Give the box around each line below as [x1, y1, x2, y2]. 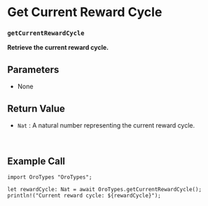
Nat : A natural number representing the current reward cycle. [17, 121, 195, 130]
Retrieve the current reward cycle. [7, 43, 109, 52]
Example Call [7, 155, 65, 167]
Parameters [7, 64, 60, 76]
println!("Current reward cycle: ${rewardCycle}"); [7, 192, 161, 199]
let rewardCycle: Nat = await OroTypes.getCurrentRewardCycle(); [7, 186, 202, 193]
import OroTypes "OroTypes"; [7, 173, 92, 181]
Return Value [7, 102, 65, 114]
